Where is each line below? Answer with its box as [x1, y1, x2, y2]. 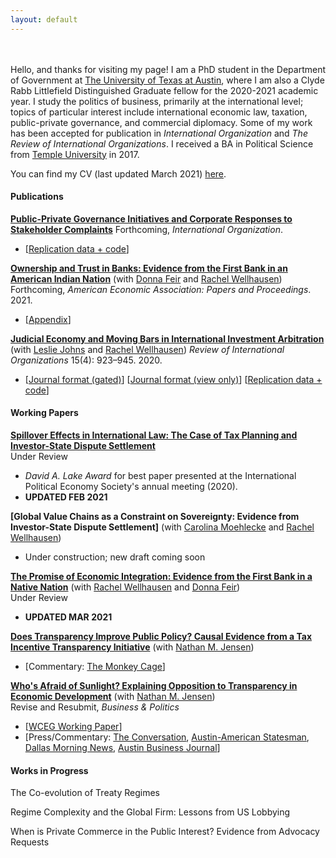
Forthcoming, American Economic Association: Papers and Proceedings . [10, 283, 312, 295]
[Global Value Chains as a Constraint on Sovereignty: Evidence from [10, 511, 300, 523]
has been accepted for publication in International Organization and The [10, 127, 308, 139]
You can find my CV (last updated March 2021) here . [10, 167, 227, 180]
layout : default [10, 14, 78, 25]
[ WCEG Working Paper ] [24, 721, 123, 733]
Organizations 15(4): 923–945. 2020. [10, 354, 163, 366]
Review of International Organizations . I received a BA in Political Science [10, 137, 314, 150]
